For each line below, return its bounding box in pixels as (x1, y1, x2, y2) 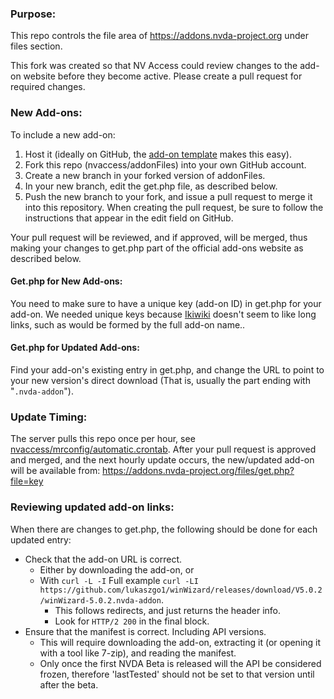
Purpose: (10, 7, 57, 21)
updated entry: (10, 533, 72, 546)
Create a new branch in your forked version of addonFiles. (24, 169, 266, 181)
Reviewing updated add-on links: (10, 500, 175, 514)
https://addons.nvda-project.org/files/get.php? (102, 465, 295, 477)
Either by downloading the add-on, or (39, 563, 195, 576)
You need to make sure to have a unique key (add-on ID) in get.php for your (10, 297, 322, 309)
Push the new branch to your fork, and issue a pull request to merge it (24, 190, 313, 202)
